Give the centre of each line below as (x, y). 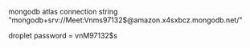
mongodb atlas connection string (63, 12)
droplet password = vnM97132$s (63, 36)
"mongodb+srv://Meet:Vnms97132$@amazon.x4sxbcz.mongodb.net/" (125, 20)
